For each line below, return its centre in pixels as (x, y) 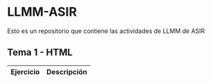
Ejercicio (25, 71)
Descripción (67, 71)
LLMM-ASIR (42, 12)
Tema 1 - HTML (40, 52)
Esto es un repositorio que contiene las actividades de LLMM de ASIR (106, 31)
